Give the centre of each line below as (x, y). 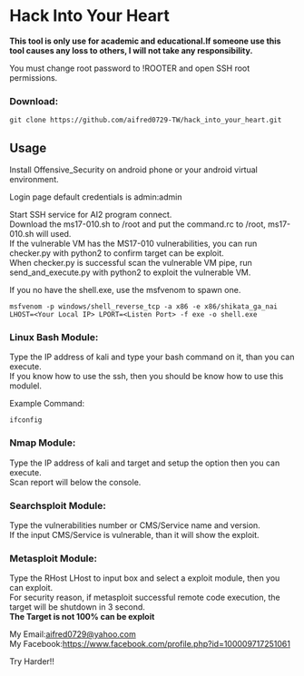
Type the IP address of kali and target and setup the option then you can (145, 463)
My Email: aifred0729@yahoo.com (73, 634)
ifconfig (26, 420)
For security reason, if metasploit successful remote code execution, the (145, 598)
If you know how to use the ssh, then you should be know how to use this (147, 377)
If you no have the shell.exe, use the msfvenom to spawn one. (125, 290)
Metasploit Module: (54, 558)
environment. (34, 180)
